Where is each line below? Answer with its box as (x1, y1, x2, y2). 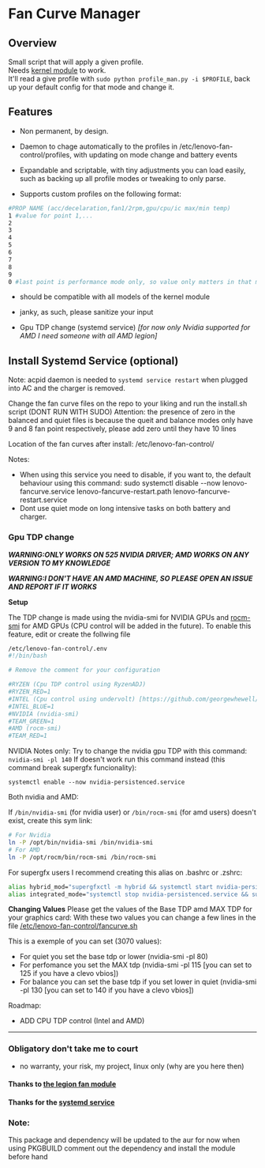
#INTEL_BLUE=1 (8, 702, 55, 710)
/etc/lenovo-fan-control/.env (8, 644, 108, 652)
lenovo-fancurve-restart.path (76, 487, 172, 497)
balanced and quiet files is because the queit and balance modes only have (8, 416, 254, 425)
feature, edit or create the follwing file (8, 629, 131, 639)
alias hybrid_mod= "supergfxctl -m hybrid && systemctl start (8, 883, 214, 890)
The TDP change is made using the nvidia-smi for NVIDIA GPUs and (8, 612, 230, 622)
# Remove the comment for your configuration (8, 666, 160, 675)
